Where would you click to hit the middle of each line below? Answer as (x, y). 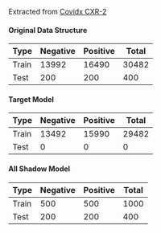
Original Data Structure (48, 30)
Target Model (31, 99)
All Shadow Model (39, 169)
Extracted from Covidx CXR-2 (58, 12)
